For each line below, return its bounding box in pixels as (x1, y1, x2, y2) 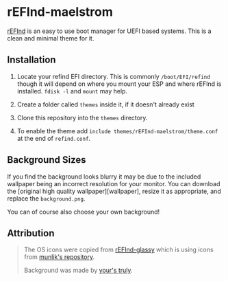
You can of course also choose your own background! (7, 207, 160, 216)
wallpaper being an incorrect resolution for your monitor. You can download (7, 179, 220, 188)
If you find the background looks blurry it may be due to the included (7, 172, 201, 181)
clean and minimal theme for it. (7, 34, 94, 42)
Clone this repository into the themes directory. (16, 113, 148, 122)
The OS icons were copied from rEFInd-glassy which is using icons (23, 245, 214, 254)
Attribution (7, 227, 55, 239)
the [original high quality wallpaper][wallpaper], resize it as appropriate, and (7, 187, 221, 195)
